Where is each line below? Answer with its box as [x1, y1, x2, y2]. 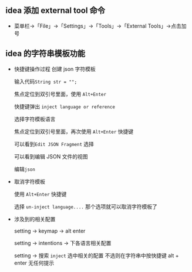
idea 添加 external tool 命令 [5, 5, 105, 16]
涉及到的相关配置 [14, 215, 56, 223]
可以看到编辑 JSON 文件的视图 [14, 152, 88, 160]
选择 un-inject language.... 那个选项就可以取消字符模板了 [14, 203, 158, 210]
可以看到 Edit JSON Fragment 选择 [14, 140, 95, 147]
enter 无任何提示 [14, 259, 55, 266]
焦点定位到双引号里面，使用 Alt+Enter [14, 90, 107, 97]
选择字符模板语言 [14, 115, 56, 122]
